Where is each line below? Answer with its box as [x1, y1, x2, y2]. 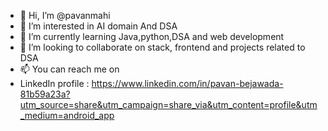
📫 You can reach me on [19, 63, 120, 75]
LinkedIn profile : [19, 78, 90, 89]
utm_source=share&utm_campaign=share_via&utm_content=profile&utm [19, 99, 318, 110]
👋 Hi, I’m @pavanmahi [19, 10, 111, 21]
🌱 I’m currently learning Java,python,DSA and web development [19, 31, 285, 42]
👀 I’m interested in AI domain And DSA [19, 20, 178, 32]
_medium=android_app [19, 110, 115, 121]
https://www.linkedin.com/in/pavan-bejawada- [91, 78, 284, 89]
